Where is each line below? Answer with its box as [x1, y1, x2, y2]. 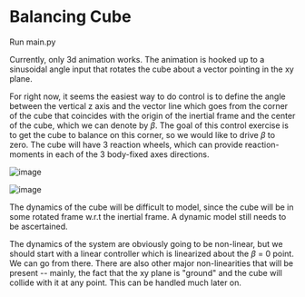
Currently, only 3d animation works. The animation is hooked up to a [9, 54, 265, 64]
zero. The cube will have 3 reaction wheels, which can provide [9, 139, 243, 150]
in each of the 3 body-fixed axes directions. [46, 148, 210, 160]
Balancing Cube [9, 6, 132, 27]
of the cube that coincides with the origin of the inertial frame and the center [9, 110, 296, 121]
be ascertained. [9, 221, 68, 232]
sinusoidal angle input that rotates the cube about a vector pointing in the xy [9, 64, 295, 74]
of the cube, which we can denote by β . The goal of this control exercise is [9, 120, 289, 131]
